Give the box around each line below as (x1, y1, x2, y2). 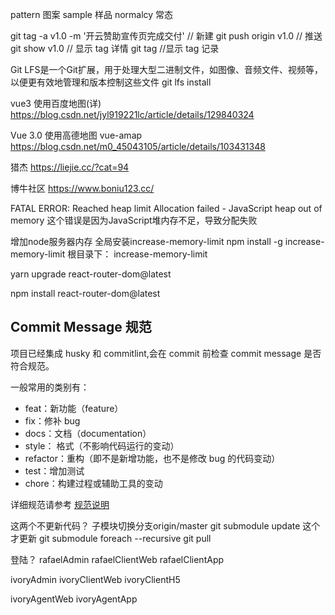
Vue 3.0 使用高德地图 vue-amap (10, 129, 143, 141)
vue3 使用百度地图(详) (10, 98, 102, 109)
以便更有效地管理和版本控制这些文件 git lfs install (10, 76, 212, 88)
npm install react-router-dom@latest (10, 288, 161, 299)
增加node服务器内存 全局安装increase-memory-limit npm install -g (10, 236, 283, 247)
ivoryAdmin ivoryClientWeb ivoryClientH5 (10, 573, 181, 585)
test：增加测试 (24, 464, 85, 477)
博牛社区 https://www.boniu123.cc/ (10, 183, 155, 194)
